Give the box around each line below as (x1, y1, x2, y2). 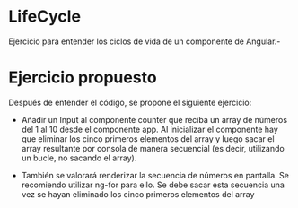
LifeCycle (8, 6, 82, 27)
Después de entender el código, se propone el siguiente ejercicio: (8, 97, 252, 108)
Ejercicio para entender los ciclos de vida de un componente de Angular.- (8, 36, 281, 47)
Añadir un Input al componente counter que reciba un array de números (21, 114, 288, 125)
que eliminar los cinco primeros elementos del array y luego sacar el (21, 133, 275, 144)
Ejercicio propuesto (8, 67, 158, 88)
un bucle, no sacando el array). (21, 152, 137, 163)
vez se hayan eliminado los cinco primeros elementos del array (21, 188, 255, 199)
